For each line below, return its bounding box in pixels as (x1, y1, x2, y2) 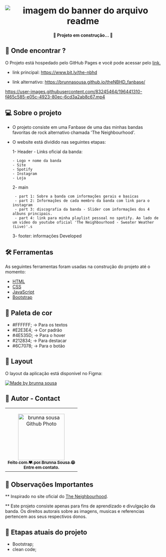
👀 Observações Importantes (5, 481, 94, 489)
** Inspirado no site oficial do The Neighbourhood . (5, 494, 108, 500)
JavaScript (12, 289, 35, 295)
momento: (5, 269, 26, 275)
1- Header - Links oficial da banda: (12, 149, 83, 155)
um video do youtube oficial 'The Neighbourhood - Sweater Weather (12, 220, 154, 225)
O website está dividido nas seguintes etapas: (12, 139, 106, 145)
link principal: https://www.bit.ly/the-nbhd (12, 69, 97, 75)
